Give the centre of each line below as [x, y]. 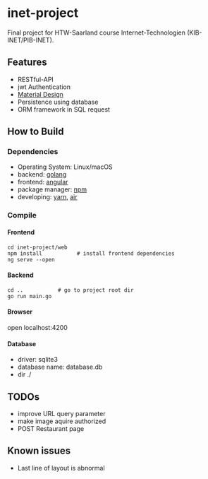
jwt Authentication [44, 87]
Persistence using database [58, 102]
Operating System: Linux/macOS [65, 167]
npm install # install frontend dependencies [91, 253]
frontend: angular [43, 182]
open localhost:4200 [38, 327]
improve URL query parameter [61, 413]
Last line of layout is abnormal [61, 468]
